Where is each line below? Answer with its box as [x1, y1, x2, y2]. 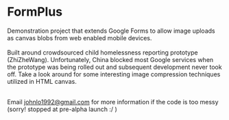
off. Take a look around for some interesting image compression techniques [7, 70, 221, 78]
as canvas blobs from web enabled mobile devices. [7, 33, 152, 42]
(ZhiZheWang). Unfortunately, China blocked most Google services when [7, 55, 214, 63]
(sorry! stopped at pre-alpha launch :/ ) [7, 105, 118, 113]
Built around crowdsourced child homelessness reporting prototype [7, 48, 198, 57]
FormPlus [7, 4, 63, 20]
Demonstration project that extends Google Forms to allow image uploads [7, 27, 215, 35]
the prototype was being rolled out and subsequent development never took [7, 63, 222, 71]
